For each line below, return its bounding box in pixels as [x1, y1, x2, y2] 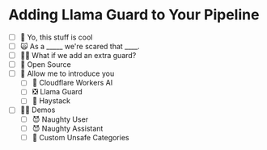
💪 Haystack [32, 96, 71, 106]
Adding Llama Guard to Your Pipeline [8, 6, 260, 24]
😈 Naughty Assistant [32, 123, 104, 133]
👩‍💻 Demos [19, 105, 56, 115]
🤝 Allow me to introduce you [19, 69, 115, 78]
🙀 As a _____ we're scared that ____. [19, 42, 140, 51]
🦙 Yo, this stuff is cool [19, 32, 93, 42]
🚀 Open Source [19, 60, 71, 69]
